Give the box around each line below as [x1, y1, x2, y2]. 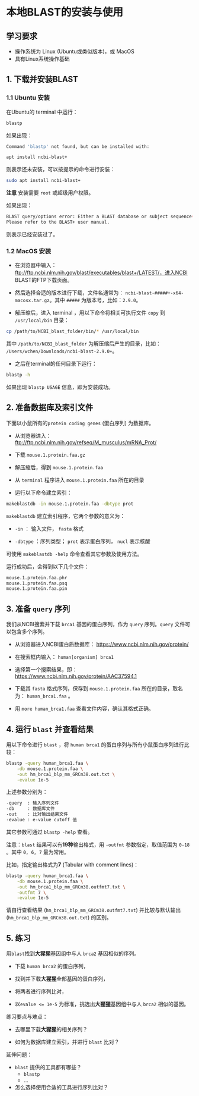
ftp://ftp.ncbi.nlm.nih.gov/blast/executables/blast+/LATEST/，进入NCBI [14, 269, 188, 277]
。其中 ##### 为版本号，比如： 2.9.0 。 [49, 297, 142, 304]
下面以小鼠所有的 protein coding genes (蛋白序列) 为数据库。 [6, 419, 155, 426]
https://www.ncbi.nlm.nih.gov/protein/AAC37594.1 [14, 673, 137, 680]
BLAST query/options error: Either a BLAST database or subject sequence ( [6, 213, 195, 220]
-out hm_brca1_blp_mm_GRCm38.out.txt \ [17, 771, 115, 777]
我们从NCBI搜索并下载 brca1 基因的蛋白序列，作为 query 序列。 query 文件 [6, 621, 185, 628]
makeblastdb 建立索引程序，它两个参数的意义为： [6, 512, 126, 519]
